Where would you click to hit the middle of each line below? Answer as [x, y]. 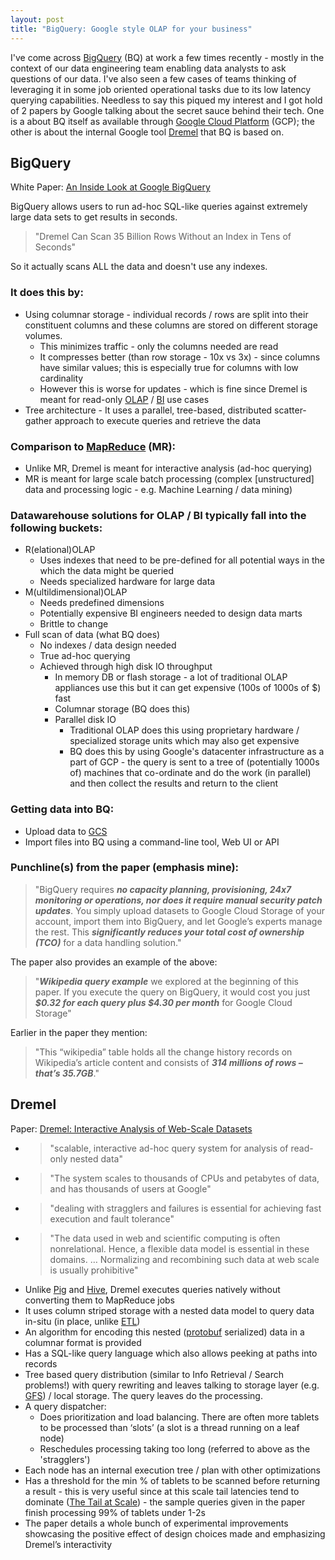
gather [38, 420]
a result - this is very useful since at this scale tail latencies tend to [162, 1491]
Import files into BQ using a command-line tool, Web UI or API [152, 842]
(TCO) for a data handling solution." [108, 942]
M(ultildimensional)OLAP [76, 592]
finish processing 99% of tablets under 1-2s [115, 1512]
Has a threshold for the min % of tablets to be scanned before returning [172, 1480]
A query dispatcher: [65, 1406]
